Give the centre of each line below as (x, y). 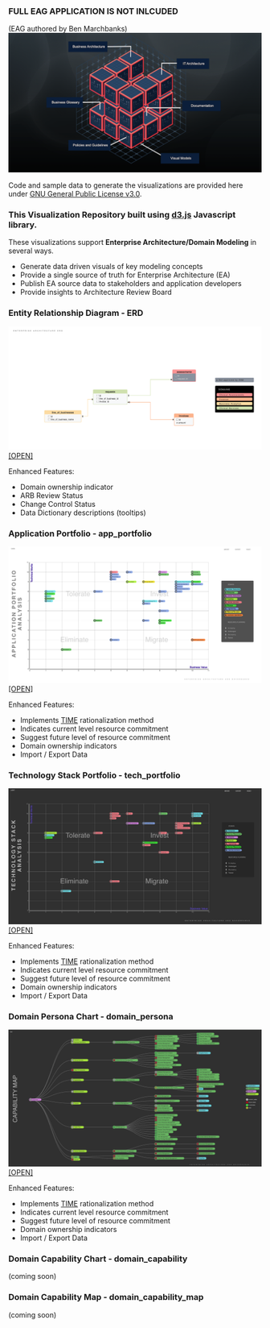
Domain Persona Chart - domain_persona (91, 1017)
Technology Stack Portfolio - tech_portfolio (94, 775)
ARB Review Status (51, 496)
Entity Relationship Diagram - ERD (76, 313)
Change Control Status (58, 504)
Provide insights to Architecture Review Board (96, 293)
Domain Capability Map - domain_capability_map (106, 1297)
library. (23, 225)
